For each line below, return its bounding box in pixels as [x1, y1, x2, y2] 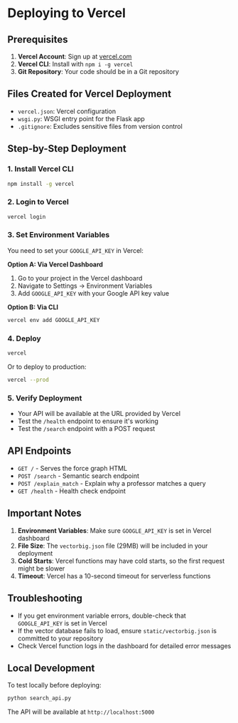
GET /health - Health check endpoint [17, 487, 126, 495]
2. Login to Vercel [7, 197, 70, 207]
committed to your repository [17, 634, 104, 643]
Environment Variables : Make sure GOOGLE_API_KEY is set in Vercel [17, 526, 212, 535]
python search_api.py [7, 695, 72, 702]
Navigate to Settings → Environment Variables [17, 281, 153, 290]
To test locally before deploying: [7, 681, 102, 690]
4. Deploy [7, 333, 41, 343]
